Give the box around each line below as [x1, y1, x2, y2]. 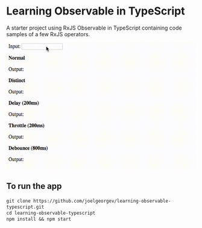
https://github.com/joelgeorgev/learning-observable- [33, 198, 171, 204]
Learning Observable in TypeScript [6, 4, 185, 18]
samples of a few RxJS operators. [6, 30, 90, 37]
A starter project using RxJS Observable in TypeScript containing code [6, 24, 182, 31]
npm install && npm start [6, 216, 71, 222]
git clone [6, 198, 31, 204]
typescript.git [6, 204, 45, 210]
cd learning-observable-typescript [6, 210, 96, 216]
